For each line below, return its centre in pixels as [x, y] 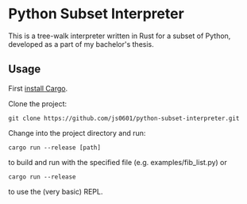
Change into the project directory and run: [77, 133]
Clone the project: [38, 103]
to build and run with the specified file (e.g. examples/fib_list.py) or [118, 162]
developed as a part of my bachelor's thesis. [81, 44]
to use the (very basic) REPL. [56, 191]
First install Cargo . [38, 88]
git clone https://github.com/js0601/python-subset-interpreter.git [124, 118]
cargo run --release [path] [55, 148]
